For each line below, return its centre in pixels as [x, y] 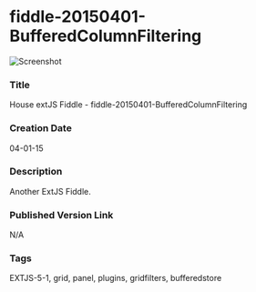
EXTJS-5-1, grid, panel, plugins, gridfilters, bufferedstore [116, 278]
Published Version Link [61, 215]
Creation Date [41, 128]
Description [36, 172]
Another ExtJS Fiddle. [50, 191]
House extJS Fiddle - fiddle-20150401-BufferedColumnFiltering [128, 105]
